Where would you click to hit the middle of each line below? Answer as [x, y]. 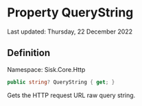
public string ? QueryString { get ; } [61, 82]
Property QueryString [70, 13]
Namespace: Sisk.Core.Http [46, 69]
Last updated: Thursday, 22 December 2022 [70, 31]
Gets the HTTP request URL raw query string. [71, 95]
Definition [28, 53]
